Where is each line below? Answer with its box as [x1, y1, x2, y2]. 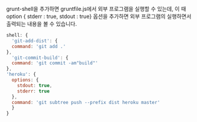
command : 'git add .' [11, 43, 66, 49]
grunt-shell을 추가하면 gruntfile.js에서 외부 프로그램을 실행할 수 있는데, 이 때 [6, 5, 187, 12]
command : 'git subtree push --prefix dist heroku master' [11, 99, 161, 105]
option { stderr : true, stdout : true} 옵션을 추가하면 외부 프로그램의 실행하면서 [6, 13, 192, 20]
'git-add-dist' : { [11, 38, 58, 44]
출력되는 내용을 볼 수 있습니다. [6, 20, 77, 27]
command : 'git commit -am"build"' [11, 60, 98, 66]
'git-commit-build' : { [11, 55, 69, 61]
